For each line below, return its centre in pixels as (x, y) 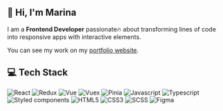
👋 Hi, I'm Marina (42, 13)
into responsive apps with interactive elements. (74, 37)
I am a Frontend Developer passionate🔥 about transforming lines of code (111, 29)
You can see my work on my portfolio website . (73, 50)
